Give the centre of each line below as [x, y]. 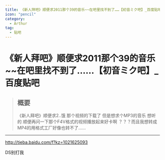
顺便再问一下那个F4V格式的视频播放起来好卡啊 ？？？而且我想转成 [90, 122]
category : [15, 19]
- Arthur [18, 23]
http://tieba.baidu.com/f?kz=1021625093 [46, 142]
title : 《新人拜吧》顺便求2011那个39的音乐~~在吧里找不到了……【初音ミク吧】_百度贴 [82, 10]
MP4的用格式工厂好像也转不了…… [51, 128]
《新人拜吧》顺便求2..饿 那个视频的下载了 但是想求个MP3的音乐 [82, 115]
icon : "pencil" [21, 14]
